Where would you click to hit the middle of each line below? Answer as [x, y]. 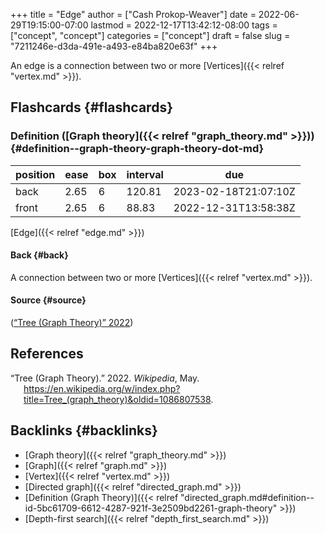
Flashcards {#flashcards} [91, 107]
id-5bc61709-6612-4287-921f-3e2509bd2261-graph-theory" [151, 508]
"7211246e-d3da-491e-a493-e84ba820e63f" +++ [114, 46]
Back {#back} [39, 255]
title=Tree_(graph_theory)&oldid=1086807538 [117, 399]
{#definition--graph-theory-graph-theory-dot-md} [137, 149]
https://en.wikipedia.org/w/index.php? [102, 388]
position [35, 174]
